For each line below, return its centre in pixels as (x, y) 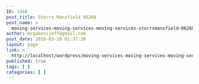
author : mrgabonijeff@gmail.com (46, 34)
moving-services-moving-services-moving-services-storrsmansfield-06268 (103, 28)
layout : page (22, 45)
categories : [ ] (26, 72)
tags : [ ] (18, 67)
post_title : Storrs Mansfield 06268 (51, 17)
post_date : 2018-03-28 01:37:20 (46, 39)
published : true (26, 61)
